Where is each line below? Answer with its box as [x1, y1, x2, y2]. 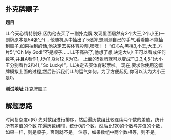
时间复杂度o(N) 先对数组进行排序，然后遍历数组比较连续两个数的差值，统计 [5, 116, 164, 122]
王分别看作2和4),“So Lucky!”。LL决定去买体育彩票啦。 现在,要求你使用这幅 [5, 62, 163, 68]
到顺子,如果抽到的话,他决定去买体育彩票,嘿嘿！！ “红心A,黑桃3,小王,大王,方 [5, 43, 163, 49]
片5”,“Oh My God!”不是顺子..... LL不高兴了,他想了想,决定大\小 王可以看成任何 [5, 49, 166, 55]
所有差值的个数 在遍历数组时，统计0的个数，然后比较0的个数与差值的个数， [5, 123, 165, 129]
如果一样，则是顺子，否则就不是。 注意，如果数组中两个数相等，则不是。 [5, 129, 159, 135]
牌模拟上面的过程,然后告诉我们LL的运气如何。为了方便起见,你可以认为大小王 [5, 68, 165, 74]
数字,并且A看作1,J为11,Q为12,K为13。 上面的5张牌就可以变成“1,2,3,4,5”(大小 [5, 55, 163, 62]
